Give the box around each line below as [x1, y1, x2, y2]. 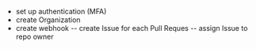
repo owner [15, 32, 54, 41]
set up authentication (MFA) [15, 7, 107, 16]
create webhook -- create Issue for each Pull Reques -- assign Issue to [15, 24, 248, 32]
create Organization [15, 15, 81, 24]
